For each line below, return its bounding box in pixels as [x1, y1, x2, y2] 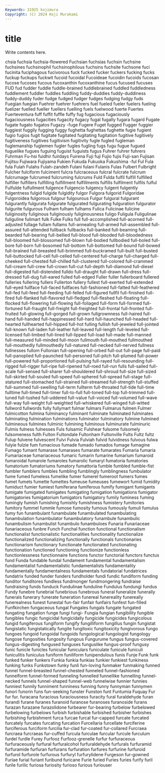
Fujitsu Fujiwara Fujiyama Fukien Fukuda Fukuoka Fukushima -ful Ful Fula [5, 159, 154, 164]
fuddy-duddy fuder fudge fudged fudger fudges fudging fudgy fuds [5, 96, 144, 102]
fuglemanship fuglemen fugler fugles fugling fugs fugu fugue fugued [5, 143, 145, 149]
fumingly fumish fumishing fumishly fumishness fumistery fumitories [5, 500, 144, 506]
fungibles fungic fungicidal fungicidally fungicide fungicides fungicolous [5, 615, 152, 621]
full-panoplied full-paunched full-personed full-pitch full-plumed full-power [5, 353, 159, 359]
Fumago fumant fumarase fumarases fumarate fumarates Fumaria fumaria [5, 448, 156, 453]
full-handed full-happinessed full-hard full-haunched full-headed [16, 316, 149, 322]
